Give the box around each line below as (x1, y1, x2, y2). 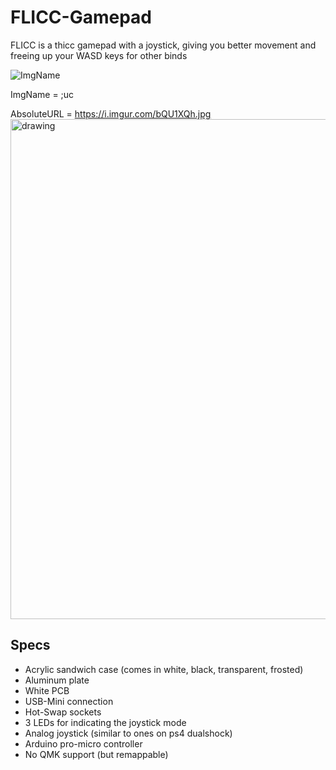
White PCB (24, 684, 70, 696)
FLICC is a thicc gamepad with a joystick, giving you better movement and (10, 39, 317, 51)
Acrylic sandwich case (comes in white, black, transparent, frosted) (24, 663, 304, 675)
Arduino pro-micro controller (24, 737, 143, 750)
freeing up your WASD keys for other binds (10, 49, 188, 61)
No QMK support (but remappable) (24, 748, 169, 760)
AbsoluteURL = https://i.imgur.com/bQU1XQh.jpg (10, 107, 212, 120)
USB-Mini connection (24, 695, 114, 707)
